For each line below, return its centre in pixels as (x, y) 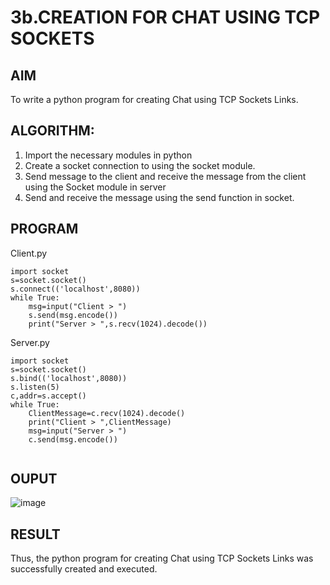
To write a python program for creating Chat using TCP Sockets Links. (154, 99)
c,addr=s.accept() (48, 396)
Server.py (30, 342)
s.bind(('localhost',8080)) (69, 378)
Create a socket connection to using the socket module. (140, 165)
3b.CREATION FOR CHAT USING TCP (165, 17)
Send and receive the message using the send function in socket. (159, 197)
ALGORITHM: (52, 131)
